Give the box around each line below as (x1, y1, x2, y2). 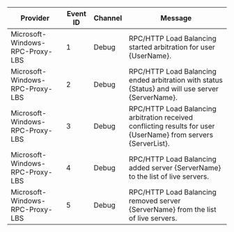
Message (160, 13, 192, 23)
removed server (128, 196, 181, 206)
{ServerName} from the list (128, 205, 217, 214)
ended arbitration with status (128, 76, 223, 85)
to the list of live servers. (128, 172, 210, 181)
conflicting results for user (128, 122, 215, 131)
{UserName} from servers (128, 130, 214, 140)
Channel (93, 13, 123, 23)
